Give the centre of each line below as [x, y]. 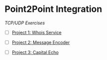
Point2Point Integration [53, 9]
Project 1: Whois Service [37, 32]
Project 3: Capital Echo [35, 53]
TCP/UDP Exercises [25, 23]
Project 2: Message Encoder [41, 42]
